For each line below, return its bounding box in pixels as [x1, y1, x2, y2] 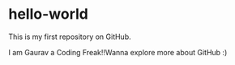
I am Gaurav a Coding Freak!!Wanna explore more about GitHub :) [8, 47, 228, 57]
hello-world [8, 5, 89, 24]
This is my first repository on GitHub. [8, 32, 131, 41]
